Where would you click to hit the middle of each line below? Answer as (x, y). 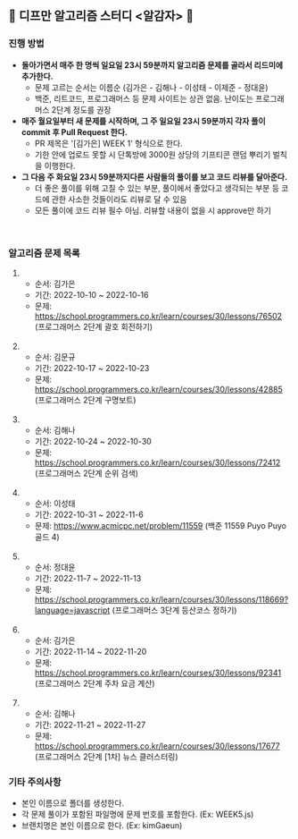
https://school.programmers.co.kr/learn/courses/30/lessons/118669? (161, 599)
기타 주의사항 (35, 782)
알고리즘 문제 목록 (45, 253)
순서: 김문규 (55, 357)
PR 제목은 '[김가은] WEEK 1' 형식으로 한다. (109, 143)
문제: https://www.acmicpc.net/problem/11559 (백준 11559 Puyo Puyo (161, 525)
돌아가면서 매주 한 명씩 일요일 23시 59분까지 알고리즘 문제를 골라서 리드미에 (152, 64)
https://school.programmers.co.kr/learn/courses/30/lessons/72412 (157, 462)
